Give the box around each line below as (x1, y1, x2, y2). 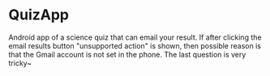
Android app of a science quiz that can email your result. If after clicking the (8, 32, 262, 42)
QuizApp (8, 6, 70, 24)
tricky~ (8, 58, 32, 68)
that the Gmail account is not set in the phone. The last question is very (8, 49, 246, 59)
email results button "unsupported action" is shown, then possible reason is (8, 40, 262, 50)
